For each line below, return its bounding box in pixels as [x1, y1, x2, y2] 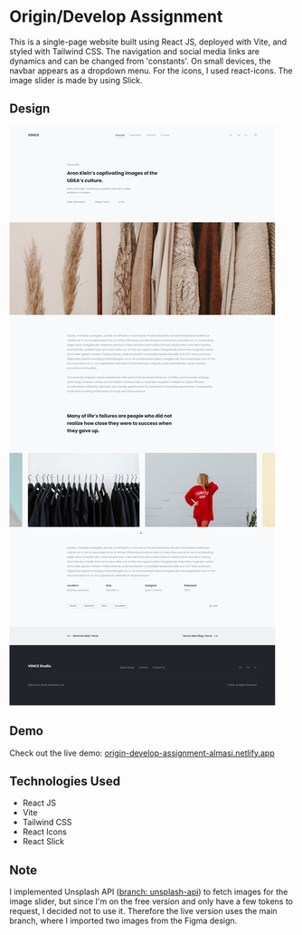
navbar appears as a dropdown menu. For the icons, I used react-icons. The [9, 65, 293, 76]
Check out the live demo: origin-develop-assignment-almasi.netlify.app [9, 747, 275, 758]
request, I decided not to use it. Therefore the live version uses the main [9, 906, 278, 917]
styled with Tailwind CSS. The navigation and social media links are [9, 45, 260, 56]
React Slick [22, 836, 65, 847]
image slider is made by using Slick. [9, 74, 143, 85]
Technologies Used [9, 773, 120, 789]
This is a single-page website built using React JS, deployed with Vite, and [9, 36, 288, 47]
